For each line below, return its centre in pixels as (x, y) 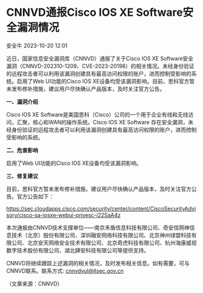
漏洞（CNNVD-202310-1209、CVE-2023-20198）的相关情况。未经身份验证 (100, 66)
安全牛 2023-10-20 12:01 (37, 45)
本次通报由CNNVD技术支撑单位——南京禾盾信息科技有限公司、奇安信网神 (98, 227)
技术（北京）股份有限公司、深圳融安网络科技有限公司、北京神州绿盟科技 (101, 235)
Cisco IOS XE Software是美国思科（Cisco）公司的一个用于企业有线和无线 (97, 114)
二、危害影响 (22, 150)
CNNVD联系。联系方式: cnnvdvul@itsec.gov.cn (65, 271)
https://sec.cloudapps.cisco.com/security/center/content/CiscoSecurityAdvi (101, 208)
